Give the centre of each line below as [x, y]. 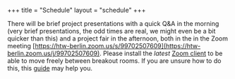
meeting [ [21, 46]
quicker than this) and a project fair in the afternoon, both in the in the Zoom [117, 38]
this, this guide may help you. [50, 68]
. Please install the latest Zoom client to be [161, 53]
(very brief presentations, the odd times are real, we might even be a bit [112, 31]
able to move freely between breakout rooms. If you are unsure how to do [114, 61]
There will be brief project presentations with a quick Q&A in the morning [113, 23]
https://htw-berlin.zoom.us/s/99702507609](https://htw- [118, 46]
